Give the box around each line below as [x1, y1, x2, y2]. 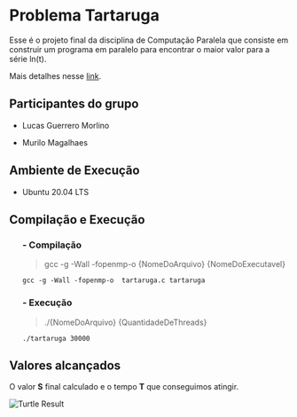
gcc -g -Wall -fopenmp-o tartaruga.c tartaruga [21, 276, 206, 285]
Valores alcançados [9, 358, 121, 373]
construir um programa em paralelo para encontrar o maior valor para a [9, 43, 270, 54]
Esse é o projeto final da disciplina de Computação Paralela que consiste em [9, 35, 289, 45]
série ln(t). [9, 53, 47, 64]
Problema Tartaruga [9, 5, 160, 26]
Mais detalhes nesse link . [9, 70, 102, 81]
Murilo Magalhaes [21, 137, 89, 147]
